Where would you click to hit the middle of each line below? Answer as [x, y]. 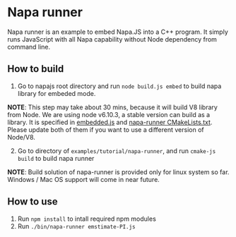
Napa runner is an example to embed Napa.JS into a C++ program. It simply [118, 32]
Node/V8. [21, 137]
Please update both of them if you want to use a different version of [106, 129]
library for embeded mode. [57, 93]
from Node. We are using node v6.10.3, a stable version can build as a [109, 114]
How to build [36, 69]
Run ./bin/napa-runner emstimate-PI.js [76, 226]
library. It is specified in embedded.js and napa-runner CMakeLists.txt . [110, 122]
